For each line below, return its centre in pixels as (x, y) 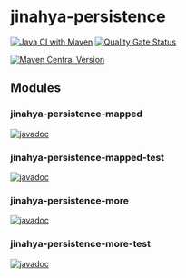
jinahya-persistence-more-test (80, 244)
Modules (36, 88)
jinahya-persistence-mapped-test (88, 157)
